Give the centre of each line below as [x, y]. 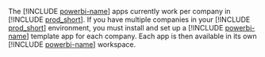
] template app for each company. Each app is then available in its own [142, 36]
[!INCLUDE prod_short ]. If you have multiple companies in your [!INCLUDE [129, 20]
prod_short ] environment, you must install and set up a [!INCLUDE [116, 28]
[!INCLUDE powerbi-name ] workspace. [72, 45]
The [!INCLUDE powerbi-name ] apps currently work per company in [120, 11]
